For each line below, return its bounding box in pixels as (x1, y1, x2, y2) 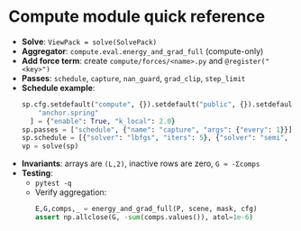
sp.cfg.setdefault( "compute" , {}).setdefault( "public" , (21, 99, 236, 109)
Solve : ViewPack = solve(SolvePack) (21, 36, 158, 47)
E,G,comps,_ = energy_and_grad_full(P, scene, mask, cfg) (34, 205, 258, 214)
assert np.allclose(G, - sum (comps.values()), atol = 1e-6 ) (34, 213, 254, 222)
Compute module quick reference (8, 6, 266, 27)
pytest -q (34, 179, 73, 189)
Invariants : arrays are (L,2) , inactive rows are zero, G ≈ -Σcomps (21, 158, 260, 169)
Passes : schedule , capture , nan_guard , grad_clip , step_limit (21, 72, 246, 83)
